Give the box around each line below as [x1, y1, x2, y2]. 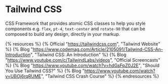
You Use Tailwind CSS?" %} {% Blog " [5, 67, 85, 74]
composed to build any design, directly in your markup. [5, 31, 120, 37]
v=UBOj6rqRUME [5, 73, 41, 79]
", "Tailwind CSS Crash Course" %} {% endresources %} [41, 73, 159, 79]
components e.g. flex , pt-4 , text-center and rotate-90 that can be [5, 25, 146, 31]
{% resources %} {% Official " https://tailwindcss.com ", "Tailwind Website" [5, 40, 160, 47]
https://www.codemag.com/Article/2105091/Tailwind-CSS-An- [32, 46, 163, 52]
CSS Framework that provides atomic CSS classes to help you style [5, 20, 146, 26]
